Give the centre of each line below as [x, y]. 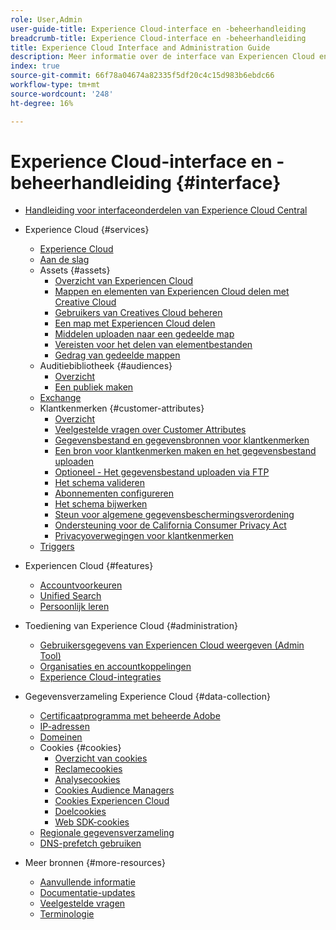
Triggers [57, 547]
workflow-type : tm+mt [55, 85]
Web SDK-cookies [92, 822]
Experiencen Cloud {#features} [89, 566]
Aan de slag [64, 260]
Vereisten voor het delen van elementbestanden [153, 345]
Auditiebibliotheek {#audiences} [106, 366]
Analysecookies [87, 780]
